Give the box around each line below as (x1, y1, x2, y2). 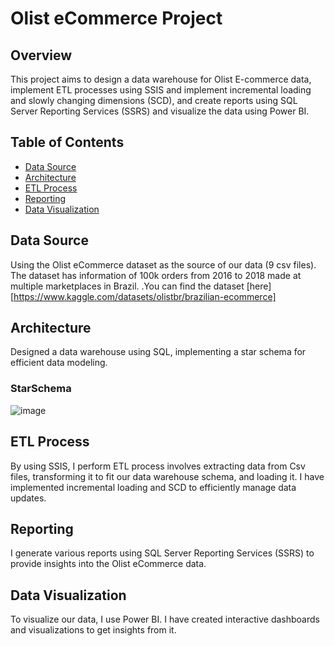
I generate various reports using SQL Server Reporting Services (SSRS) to (10, 547, 315, 559)
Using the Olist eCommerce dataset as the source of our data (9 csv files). (10, 258, 317, 271)
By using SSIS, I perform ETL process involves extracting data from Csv (10, 460, 306, 472)
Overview (10, 47, 73, 64)
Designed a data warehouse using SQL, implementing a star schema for (10, 346, 307, 358)
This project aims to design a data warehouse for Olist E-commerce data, (10, 73, 312, 85)
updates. (10, 492, 47, 504)
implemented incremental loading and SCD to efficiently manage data (10, 481, 297, 493)
